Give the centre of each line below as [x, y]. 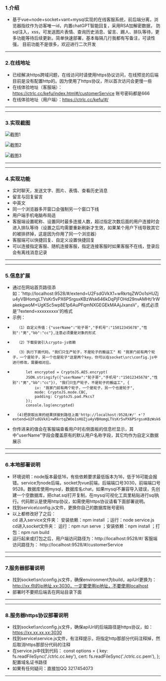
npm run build [35, 532]
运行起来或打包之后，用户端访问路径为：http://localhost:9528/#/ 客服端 [85, 538]
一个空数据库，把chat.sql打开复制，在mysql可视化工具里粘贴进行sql [86, 495]
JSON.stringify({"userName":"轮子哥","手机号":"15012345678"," [90, 378]
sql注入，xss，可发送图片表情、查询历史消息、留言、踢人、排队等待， [84, 32]
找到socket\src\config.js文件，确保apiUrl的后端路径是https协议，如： [83, 627]
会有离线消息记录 [30, 252]
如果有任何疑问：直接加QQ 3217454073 [53, 669]
